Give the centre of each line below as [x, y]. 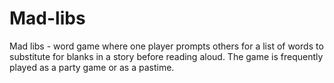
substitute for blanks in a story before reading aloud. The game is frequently [166, 56]
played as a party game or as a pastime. [92, 67]
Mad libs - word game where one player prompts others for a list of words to [166, 46]
